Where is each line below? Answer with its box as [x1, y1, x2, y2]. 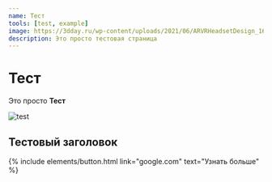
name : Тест [8, 11, 45, 20]
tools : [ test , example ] [8, 19, 89, 28]
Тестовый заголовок [8, 135, 118, 149]
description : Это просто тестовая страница [8, 34, 158, 43]
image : [8, 27, 31, 35]
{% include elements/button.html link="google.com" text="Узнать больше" [8, 157, 260, 166]
